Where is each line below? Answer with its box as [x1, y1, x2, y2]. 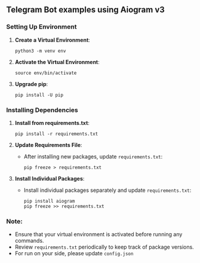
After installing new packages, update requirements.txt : [23, 152, 163, 160]
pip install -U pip [14, 92, 64, 98]
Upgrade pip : [14, 80, 48, 87]
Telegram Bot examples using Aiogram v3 [6, 5, 165, 15]
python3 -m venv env [14, 48, 66, 54]
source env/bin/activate [14, 70, 77, 76]
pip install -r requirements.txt [14, 131, 99, 137]
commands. [14, 237, 44, 244]
